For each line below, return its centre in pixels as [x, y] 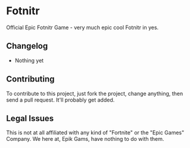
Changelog [27, 46]
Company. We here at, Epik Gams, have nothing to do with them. [85, 139]
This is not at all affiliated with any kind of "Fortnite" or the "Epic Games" [95, 133]
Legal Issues [30, 118]
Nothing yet [29, 60]
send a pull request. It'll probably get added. [60, 100]
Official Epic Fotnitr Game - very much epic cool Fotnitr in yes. [82, 27]
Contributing [30, 79]
